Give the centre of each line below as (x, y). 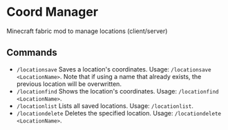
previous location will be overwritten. (69, 84)
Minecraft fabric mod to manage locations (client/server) (87, 31)
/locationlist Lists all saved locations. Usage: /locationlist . (105, 106)
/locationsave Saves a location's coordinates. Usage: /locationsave (114, 69)
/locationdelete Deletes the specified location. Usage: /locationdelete (119, 113)
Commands (32, 53)
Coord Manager (52, 12)
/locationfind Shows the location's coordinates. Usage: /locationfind (117, 91)
